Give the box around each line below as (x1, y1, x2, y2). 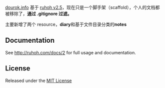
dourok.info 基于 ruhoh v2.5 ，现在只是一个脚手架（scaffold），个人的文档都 (5, 5, 160, 10)
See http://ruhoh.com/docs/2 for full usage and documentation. (5, 49, 136, 55)
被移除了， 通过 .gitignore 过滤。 (5, 11, 72, 17)
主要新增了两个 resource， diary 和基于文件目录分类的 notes (5, 22, 126, 27)
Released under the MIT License (5, 77, 72, 83)
